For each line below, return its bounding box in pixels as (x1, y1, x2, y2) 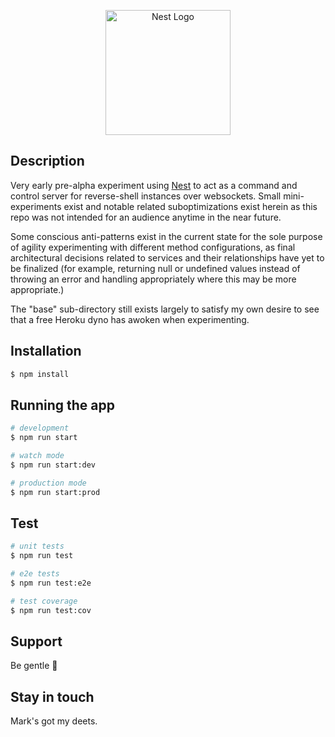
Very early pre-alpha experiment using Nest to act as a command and (10, 179, 298, 191)
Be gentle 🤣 (10, 660, 58, 672)
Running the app (10, 396, 115, 414)
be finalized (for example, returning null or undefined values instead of (10, 262, 301, 274)
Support (10, 633, 63, 650)
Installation (10, 343, 82, 360)
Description (10, 153, 85, 170)
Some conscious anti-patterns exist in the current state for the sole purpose (10, 230, 323, 242)
